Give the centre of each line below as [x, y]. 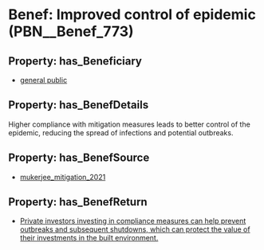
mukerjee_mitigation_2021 [63, 177]
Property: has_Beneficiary [75, 61]
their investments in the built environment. [89, 238]
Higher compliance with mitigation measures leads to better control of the [130, 124]
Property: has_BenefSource [79, 158]
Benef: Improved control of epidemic [132, 15]
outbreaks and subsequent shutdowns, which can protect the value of [135, 229]
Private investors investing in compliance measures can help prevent [133, 221]
